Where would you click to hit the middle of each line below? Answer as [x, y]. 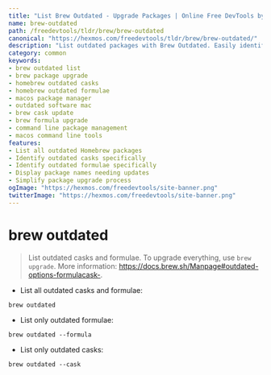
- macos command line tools [56, 135]
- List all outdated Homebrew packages [75, 150]
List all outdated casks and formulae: [81, 290]
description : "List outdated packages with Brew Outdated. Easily [122, 46]
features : [25, 143]
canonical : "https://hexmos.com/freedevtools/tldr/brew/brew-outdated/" [133, 38]
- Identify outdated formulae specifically [83, 166]
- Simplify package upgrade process [70, 181]
